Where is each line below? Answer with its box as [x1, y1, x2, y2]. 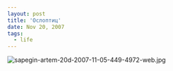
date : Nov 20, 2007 [7, 23, 65, 30]
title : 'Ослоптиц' [7, 17, 61, 24]
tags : [7, 30, 23, 37]
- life [13, 37, 33, 44]
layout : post [7, 10, 46, 18]
